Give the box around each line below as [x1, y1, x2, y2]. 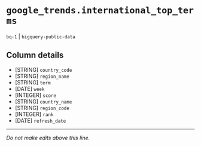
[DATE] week [14, 85, 45, 92]
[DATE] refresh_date [14, 117, 66, 124]
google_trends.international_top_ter [6, 5, 194, 16]
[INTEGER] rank [14, 110, 54, 118]
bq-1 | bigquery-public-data [6, 32, 76, 40]
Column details [6, 50, 64, 60]
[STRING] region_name [14, 72, 70, 80]
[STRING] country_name [14, 98, 72, 105]
